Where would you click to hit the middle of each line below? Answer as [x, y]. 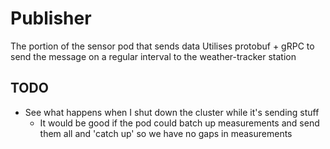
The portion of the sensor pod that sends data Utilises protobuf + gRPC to [162, 46]
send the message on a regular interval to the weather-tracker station [153, 56]
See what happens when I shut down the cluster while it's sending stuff [172, 112]
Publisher [51, 18]
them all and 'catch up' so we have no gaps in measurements [166, 133]
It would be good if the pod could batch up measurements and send [179, 123]
